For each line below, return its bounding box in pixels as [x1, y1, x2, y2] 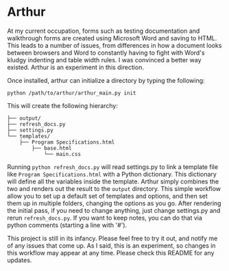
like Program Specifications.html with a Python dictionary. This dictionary [7, 170, 217, 178]
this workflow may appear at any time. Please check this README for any [7, 248, 215, 257]
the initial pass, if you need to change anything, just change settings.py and [7, 206, 221, 214]
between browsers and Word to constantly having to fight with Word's [7, 49, 205, 57]
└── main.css [43, 151, 81, 157]
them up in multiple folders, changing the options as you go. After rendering [7, 199, 221, 207]
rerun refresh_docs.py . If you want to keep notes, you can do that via [7, 214, 202, 222]
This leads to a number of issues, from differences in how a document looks [7, 41, 222, 49]
